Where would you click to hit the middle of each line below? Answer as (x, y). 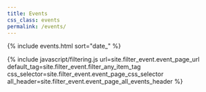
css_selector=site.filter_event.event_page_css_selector (85, 74)
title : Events (28, 13)
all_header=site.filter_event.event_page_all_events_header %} (95, 82)
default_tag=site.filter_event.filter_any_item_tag (74, 67)
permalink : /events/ (37, 26)
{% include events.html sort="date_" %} (64, 46)
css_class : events (34, 20)
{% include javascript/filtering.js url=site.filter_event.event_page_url (103, 59)
